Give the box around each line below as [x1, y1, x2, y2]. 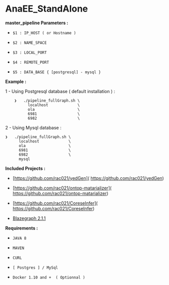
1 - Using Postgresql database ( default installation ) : [5, 88, 116, 94]
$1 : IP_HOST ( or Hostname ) [12, 30, 77, 35]
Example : [5, 78, 27, 84]
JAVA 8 [12, 235, 27, 241]
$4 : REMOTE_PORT [12, 60, 49, 65]
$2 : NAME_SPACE [12, 40, 47, 45]
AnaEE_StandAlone [5, 3, 88, 15]
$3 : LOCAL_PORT [12, 50, 47, 55]
